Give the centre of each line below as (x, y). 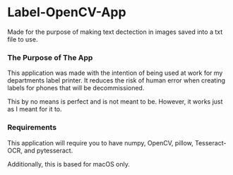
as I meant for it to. (35, 109)
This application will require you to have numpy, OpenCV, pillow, (101, 143)
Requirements (32, 128)
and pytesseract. (48, 150)
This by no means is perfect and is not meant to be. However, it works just (115, 102)
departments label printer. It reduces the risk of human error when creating (116, 80)
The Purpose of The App (50, 57)
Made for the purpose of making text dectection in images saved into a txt (115, 32)
